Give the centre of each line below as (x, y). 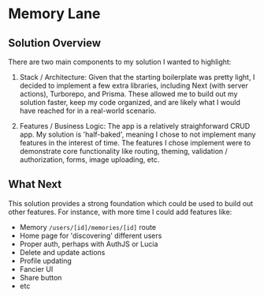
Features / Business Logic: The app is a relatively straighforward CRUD (135, 126)
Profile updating (46, 261)
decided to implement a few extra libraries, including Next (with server (134, 85)
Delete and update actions (62, 252)
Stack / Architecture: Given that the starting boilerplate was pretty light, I (137, 77)
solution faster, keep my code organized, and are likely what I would (130, 102)
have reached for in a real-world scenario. (88, 111)
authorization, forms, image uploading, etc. (89, 160)
